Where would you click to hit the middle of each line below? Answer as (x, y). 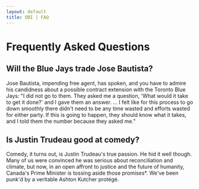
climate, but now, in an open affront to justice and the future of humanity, (95, 167)
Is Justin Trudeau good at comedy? (73, 140)
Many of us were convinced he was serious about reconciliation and (90, 160)
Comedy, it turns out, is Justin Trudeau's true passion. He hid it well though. (99, 154)
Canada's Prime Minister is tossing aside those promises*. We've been (92, 173)
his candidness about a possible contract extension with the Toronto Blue (96, 89)
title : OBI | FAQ (28, 17)
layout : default (26, 12)
